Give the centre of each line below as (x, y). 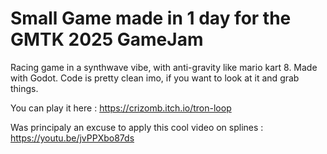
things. (24, 88)
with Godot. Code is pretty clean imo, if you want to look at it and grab (155, 78)
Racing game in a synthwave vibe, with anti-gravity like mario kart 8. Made (164, 67)
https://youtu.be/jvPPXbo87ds (72, 138)
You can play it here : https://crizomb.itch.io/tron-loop (121, 108)
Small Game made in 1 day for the (151, 18)
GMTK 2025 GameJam (107, 39)
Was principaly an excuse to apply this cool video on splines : (137, 127)
